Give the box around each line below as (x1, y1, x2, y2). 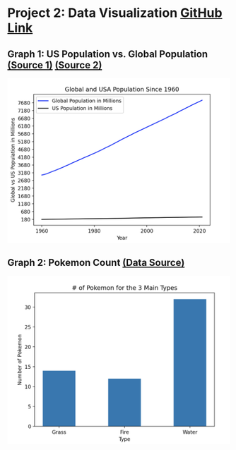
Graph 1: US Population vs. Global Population (7, 48, 208, 60)
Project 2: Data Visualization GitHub (7, 5, 223, 21)
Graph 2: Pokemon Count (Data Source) (7, 257, 185, 269)
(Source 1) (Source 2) (7, 59, 102, 71)
